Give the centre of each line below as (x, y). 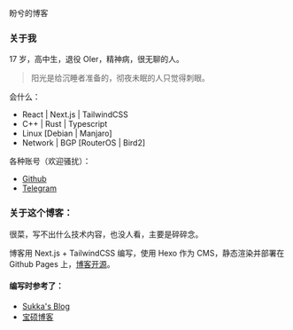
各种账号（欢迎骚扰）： (50, 161)
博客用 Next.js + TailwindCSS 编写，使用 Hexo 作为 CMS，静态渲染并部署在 (147, 253)
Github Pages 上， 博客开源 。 (62, 263)
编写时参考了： (36, 286)
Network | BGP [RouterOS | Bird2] (84, 143)
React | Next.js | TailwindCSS (75, 114)
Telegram (39, 188)
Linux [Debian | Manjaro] (67, 134)
